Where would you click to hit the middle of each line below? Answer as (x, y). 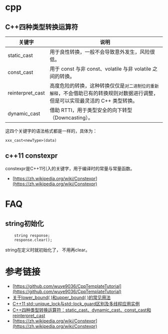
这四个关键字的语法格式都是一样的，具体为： (51, 131)
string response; (32, 235)
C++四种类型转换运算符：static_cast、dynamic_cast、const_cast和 (82, 310)
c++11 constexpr (31, 156)
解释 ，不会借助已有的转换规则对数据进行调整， (104, 93)
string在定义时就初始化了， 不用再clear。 (47, 250)
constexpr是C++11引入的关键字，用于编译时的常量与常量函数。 (70, 168)
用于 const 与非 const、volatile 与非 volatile (100, 69)
